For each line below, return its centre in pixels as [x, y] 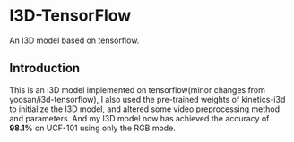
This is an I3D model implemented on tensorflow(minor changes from [138, 89]
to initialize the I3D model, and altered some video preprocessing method [145, 109]
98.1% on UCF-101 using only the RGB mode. [93, 128]
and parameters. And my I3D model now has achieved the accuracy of [139, 118]
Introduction [45, 68]
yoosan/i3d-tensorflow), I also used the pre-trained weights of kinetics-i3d [147, 99]
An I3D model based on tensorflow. [74, 40]
